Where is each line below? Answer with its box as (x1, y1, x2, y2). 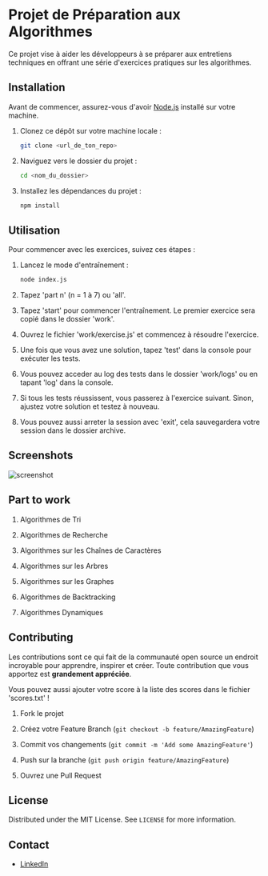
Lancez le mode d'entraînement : (19, 260, 130, 270)
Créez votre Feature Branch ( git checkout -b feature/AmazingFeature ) (19, 724, 254, 734)
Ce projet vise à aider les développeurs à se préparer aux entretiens (8, 49, 232, 58)
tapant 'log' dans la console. (19, 378, 114, 387)
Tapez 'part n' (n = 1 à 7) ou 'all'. (19, 290, 126, 300)
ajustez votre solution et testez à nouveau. (19, 402, 160, 411)
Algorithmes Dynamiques (19, 607, 104, 617)
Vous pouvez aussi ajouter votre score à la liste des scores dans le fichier (8, 684, 250, 694)
